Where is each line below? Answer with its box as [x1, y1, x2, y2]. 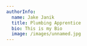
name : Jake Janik [11, 14, 55, 20]
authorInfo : [6, 8, 36, 15]
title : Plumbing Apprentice [11, 20, 82, 26]
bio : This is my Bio [11, 25, 63, 32]
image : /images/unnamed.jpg [11, 31, 82, 37]
